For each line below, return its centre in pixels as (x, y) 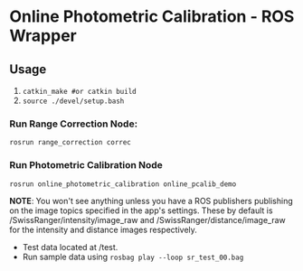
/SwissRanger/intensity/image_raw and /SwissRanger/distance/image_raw (148, 220)
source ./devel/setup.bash (73, 101)
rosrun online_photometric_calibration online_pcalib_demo (123, 184)
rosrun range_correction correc (70, 143)
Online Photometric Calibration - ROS (152, 17)
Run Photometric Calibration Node (86, 165)
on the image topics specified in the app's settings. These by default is (141, 210)
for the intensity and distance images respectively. (103, 229)
